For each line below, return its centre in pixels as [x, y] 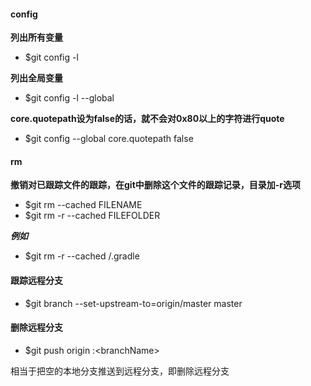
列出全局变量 [36, 78]
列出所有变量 [36, 37]
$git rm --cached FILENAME [83, 205]
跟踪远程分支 [36, 280]
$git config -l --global [69, 98]
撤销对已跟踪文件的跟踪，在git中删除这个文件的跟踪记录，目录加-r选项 [156, 185]
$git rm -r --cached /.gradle [82, 256]
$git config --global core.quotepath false [109, 139]
